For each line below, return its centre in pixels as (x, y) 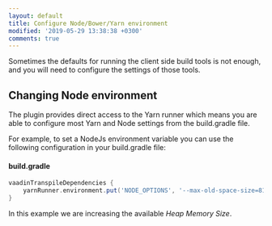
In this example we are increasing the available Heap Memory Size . (120, 213)
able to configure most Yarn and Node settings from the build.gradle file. (130, 123)
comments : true (34, 38)
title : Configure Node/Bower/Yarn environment (88, 23)
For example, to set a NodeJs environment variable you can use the (121, 139)
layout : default (36, 16)
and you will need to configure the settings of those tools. (104, 70)
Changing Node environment (83, 95)
